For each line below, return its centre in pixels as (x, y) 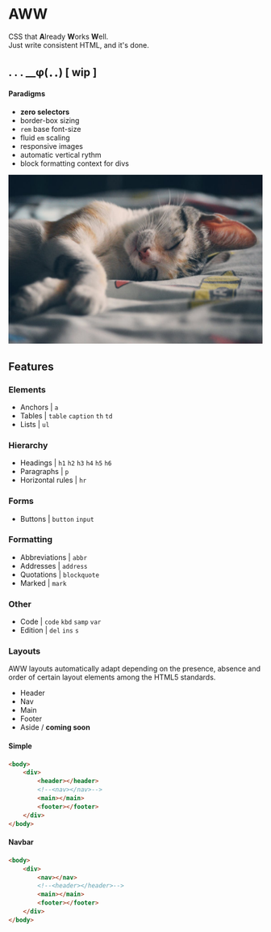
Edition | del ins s (49, 630)
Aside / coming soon (55, 727)
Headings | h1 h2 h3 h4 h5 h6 (66, 463)
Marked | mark (43, 582)
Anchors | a (39, 407)
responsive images (51, 146)
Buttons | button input (57, 519)
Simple (20, 746)
